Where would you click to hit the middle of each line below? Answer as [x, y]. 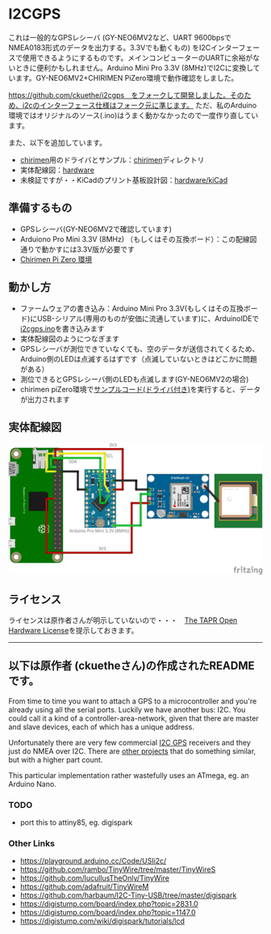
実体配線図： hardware [57, 170]
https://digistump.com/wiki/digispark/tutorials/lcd [102, 921]
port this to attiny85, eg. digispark [76, 822]
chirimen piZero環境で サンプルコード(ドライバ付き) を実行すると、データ [140, 389]
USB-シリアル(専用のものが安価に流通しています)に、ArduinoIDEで [148, 318]
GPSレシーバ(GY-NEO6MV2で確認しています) [96, 229]
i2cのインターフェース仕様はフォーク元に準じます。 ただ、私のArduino [140, 105]
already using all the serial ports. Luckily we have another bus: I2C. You [127, 709]
